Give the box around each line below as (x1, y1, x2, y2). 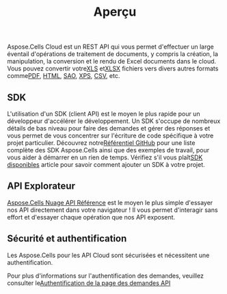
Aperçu (93, 4, 137, 20)
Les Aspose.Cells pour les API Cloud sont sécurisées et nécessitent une (7, 251, 210, 259)
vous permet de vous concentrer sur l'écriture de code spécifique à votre (7, 131, 214, 139)
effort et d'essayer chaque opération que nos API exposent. (7, 213, 176, 221)
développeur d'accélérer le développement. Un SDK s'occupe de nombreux (7, 117, 221, 125)
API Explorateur (7, 181, 75, 192)
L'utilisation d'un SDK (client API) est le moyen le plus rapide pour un (7, 110, 200, 118)
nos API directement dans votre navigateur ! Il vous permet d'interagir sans (7, 206, 218, 214)
